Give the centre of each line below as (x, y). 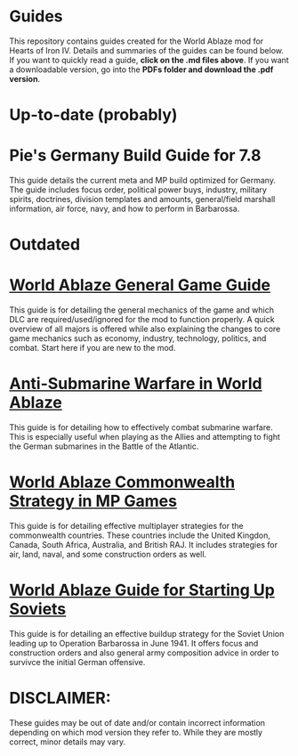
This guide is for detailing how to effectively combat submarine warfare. (141, 427)
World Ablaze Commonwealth (122, 482)
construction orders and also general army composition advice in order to (144, 653)
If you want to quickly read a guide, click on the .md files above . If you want (149, 60)
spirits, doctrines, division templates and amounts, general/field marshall (142, 199)
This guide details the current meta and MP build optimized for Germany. (142, 181)
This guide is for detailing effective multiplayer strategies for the (126, 526)
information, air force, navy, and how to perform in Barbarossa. (125, 209)
